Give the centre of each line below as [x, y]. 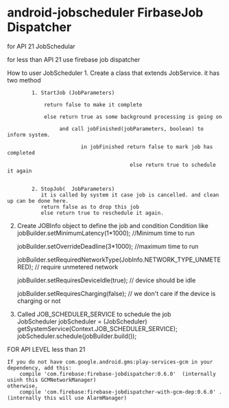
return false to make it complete [93, 104]
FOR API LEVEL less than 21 [46, 349]
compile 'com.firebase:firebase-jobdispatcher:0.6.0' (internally [118, 374]
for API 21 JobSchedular [41, 46]
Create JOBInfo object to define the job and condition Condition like [113, 225]
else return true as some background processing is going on [133, 117]
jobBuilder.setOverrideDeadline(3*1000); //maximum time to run [108, 246]
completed [21, 152]
